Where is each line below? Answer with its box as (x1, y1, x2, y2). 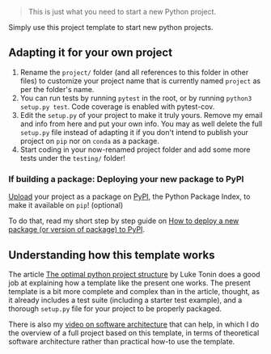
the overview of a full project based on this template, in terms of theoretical (8, 327, 260, 338)
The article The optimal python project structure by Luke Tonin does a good (8, 269, 260, 279)
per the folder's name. (19, 84, 95, 94)
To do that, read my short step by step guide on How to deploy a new (8, 216, 239, 225)
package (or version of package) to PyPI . (8, 225, 146, 234)
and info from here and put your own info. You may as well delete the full (19, 119, 263, 129)
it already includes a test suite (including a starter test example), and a (8, 295, 243, 305)
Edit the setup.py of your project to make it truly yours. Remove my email (19, 110, 263, 120)
